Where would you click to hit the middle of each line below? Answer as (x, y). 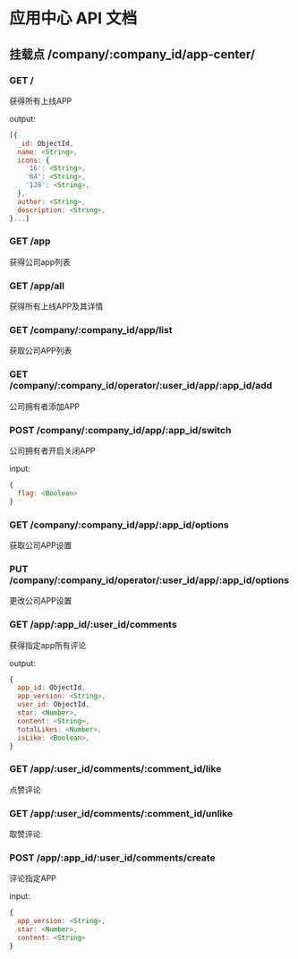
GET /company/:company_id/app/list (91, 330)
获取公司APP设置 (41, 545)
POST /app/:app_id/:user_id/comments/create (113, 858)
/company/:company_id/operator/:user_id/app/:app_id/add (141, 386)
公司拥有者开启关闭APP (52, 450)
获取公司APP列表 (41, 351)
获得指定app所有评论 (48, 645)
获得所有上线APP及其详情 (56, 306)
